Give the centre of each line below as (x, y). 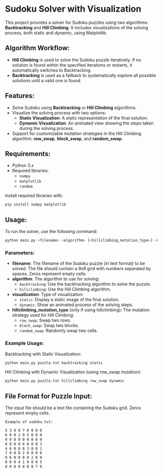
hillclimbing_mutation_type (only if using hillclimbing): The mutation (81, 310)
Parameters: (20, 253)
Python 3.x (23, 165)
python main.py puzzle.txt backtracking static (54, 363)
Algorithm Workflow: (37, 48)
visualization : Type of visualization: (48, 294)
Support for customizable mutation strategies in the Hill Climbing (77, 133)
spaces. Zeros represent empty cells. (49, 274)
